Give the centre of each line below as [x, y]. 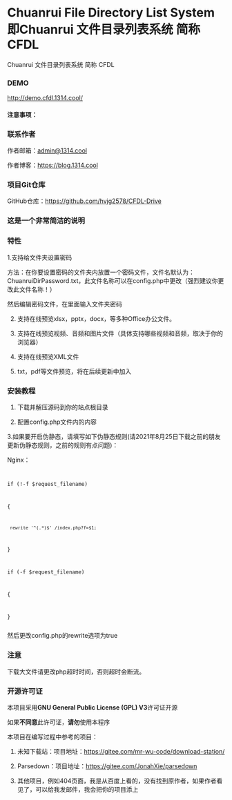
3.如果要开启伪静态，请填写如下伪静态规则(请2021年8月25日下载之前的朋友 [114, 436]
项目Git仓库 [27, 185]
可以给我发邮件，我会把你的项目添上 [87, 789]
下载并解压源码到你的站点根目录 [62, 407]
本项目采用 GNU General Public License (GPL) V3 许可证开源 [93, 708]
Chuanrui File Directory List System [111, 13]
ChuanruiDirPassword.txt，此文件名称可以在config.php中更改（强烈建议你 [113, 280]
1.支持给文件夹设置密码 [40, 257]
